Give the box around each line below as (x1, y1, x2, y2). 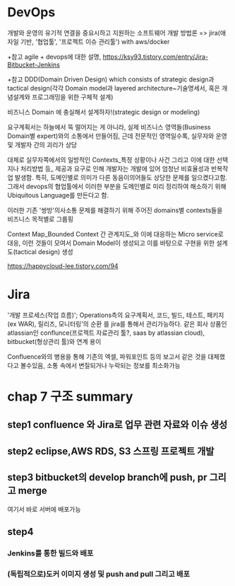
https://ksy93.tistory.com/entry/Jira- (102, 52, 209, 61)
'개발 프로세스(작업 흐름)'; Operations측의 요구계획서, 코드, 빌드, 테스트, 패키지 (7, 311, 224, 319)
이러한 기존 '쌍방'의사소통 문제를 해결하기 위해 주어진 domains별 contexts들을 (7, 206, 223, 214)
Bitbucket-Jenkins (7, 60, 60, 69)
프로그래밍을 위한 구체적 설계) (31, 93, 114, 101)
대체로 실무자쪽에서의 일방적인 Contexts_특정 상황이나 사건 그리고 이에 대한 (7, 155, 215, 163)
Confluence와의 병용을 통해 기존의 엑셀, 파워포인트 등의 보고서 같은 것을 (7, 352, 207, 361)
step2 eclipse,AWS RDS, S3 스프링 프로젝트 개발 (7, 445, 215, 457)
